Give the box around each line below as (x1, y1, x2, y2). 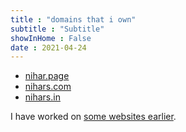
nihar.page (24, 70, 70, 82)
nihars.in (24, 91, 61, 103)
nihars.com (24, 81, 72, 93)
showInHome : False (10, 33, 92, 43)
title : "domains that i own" (10, 14, 137, 25)
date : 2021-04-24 (10, 42, 87, 53)
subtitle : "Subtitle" (10, 24, 105, 34)
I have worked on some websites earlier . (10, 111, 177, 123)
